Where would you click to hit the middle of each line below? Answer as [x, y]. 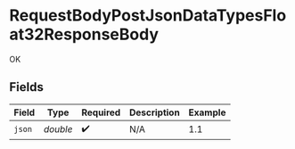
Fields [27, 87]
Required [101, 112]
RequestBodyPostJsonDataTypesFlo [148, 16]
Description [154, 112]
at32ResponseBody [84, 34]
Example [207, 112]
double [58, 129]
